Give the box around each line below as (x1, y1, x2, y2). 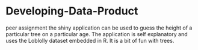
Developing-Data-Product (5, 4, 138, 18)
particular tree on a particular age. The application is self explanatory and (5, 30, 188, 37)
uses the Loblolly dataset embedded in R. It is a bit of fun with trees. (5, 37, 175, 44)
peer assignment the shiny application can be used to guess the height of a (5, 24, 193, 31)
